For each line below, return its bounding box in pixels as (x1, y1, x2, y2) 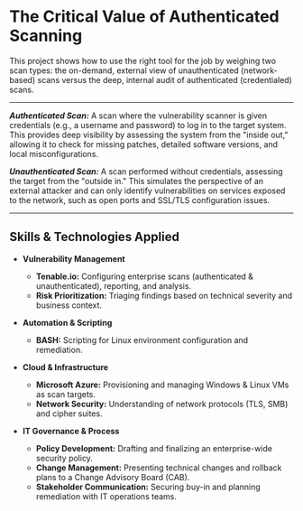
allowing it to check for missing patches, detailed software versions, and (9, 138, 278, 150)
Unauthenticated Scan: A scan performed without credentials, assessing (9, 165, 283, 177)
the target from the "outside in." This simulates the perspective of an (9, 175, 264, 186)
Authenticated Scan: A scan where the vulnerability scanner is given (9, 110, 268, 121)
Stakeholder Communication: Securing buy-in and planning (35, 481, 262, 492)
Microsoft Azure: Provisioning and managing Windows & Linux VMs (35, 379, 289, 390)
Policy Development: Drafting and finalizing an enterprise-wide (35, 442, 273, 453)
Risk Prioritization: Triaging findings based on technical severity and (35, 290, 293, 301)
